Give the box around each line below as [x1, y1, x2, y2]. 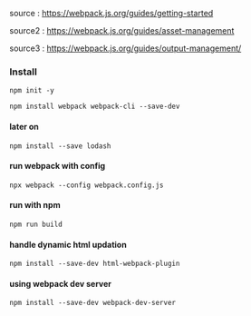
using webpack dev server [9, 278, 111, 289]
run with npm [9, 200, 61, 211]
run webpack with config [9, 161, 106, 172]
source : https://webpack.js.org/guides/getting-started [9, 8, 214, 18]
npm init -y [9, 86, 54, 95]
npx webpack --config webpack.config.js [9, 181, 165, 190]
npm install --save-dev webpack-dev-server [9, 299, 177, 308]
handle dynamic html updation [9, 239, 127, 250]
